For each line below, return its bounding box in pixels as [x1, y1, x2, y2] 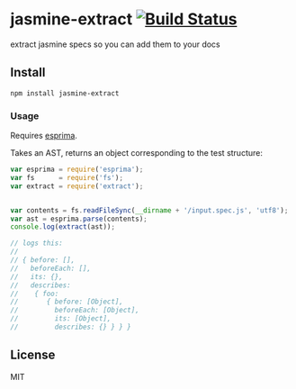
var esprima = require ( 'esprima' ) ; [10, 165, 144, 175]
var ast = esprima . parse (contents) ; [10, 214, 148, 223]
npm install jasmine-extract [10, 88, 120, 98]
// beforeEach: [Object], [10, 306, 140, 315]
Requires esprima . [10, 131, 77, 141]
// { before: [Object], [10, 297, 124, 306]
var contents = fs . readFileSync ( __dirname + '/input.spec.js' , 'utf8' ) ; [10, 205, 289, 215]
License [10, 348, 56, 363]
